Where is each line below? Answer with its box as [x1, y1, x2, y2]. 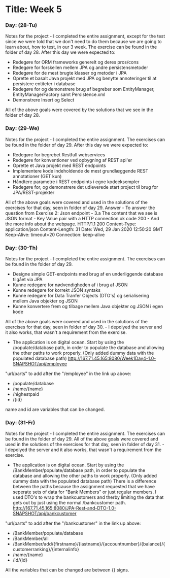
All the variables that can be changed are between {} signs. [5, 567, 129, 573]
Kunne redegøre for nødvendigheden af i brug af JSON [12, 282, 128, 288]
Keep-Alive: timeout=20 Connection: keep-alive [5, 231, 105, 237]
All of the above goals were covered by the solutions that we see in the [5, 107, 154, 113]
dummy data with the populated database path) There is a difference [12, 478, 157, 484]
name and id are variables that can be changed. [5, 406, 105, 413]
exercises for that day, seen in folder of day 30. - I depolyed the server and [5, 324, 162, 330]
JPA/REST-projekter [12, 189, 55, 195]
